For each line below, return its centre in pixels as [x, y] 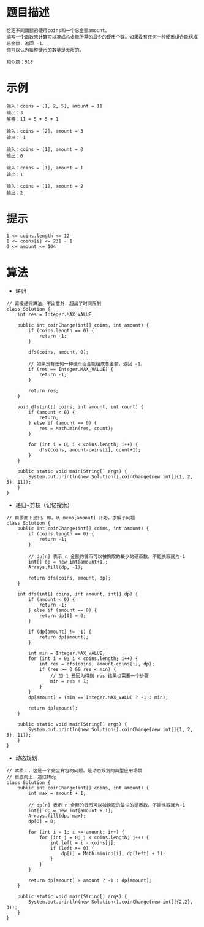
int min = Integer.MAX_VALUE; [67, 653]
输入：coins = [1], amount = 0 [45, 149]
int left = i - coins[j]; [83, 843]
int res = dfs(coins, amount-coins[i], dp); [97, 664]
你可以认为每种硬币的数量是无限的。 [45, 50]
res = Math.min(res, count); [76, 428]
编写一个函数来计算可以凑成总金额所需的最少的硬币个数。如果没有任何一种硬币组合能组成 [102, 37]
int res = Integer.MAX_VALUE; [56, 314]
